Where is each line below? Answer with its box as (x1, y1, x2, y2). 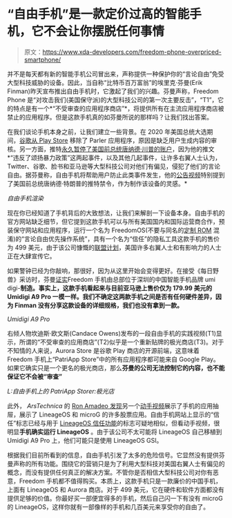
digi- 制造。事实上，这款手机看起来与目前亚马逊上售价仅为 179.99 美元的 (7, 284, 213, 292)
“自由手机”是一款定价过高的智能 (7, 6, 190, 22)
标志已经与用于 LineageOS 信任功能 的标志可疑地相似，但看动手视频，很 (16, 419, 220, 427)
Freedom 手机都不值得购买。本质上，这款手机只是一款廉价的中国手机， (19, 477, 222, 485)
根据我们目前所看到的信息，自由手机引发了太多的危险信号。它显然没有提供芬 (7, 450, 225, 459)
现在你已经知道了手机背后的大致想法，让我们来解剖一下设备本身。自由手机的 (7, 209, 225, 217)
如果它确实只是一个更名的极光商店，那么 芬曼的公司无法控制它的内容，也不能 (7, 363, 225, 372)
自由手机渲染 (7, 194, 43, 202)
